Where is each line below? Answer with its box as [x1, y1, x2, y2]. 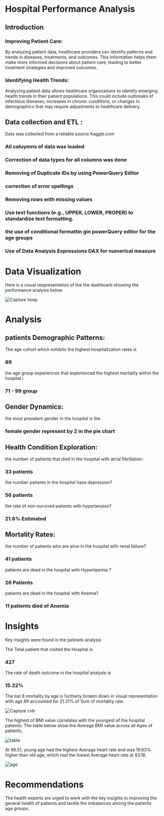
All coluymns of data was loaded [5, 143, 84, 150]
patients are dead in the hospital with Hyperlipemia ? [5, 566, 111, 573]
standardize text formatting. [5, 215, 74, 222]
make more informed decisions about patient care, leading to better [5, 59, 142, 65]
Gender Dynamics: [5, 402, 64, 411]
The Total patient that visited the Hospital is [5, 646, 93, 652]
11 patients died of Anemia [5, 602, 69, 609]
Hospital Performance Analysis [5, 3, 136, 15]
